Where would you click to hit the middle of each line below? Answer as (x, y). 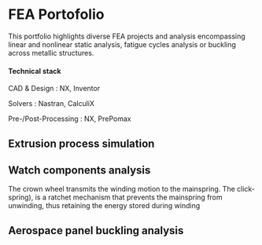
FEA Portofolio (56, 15)
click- (246, 189)
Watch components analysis (79, 170)
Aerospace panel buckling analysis (96, 230)
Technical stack (35, 71)
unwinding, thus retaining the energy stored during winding (104, 206)
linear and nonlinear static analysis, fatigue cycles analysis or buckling (122, 44)
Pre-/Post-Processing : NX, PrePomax (70, 119)
